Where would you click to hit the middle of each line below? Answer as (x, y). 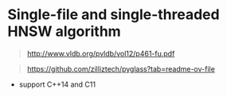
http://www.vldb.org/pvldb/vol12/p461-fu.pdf (101, 53)
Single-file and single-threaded (113, 15)
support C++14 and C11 (57, 84)
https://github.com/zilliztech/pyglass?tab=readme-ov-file (121, 68)
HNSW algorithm (64, 31)
